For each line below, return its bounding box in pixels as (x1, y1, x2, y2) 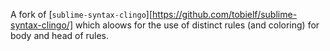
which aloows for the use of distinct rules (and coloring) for (74, 19, 320, 31)
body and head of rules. (10, 30, 110, 41)
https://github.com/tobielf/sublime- (152, 9, 298, 20)
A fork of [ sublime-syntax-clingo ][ (10, 9, 153, 20)
